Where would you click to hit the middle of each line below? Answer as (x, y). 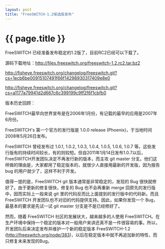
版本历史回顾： (20, 103)
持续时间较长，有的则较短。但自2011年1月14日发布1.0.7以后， (84, 153)
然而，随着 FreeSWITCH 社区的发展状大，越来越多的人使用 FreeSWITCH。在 (82, 217)
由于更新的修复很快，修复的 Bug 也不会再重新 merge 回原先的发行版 (87, 188)
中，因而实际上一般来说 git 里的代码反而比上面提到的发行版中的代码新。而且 (82, 194)
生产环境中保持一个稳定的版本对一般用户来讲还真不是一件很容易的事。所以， (82, 223)
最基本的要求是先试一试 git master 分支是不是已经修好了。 (64, 206)
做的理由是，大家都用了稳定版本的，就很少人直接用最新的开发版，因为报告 (84, 165)
